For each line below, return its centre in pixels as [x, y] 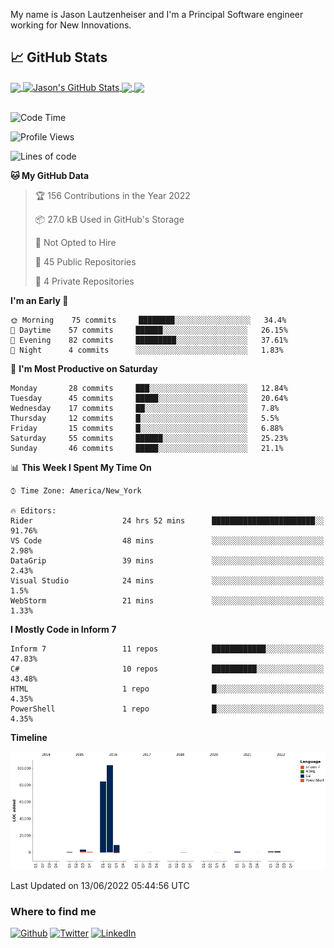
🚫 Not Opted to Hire [75, 243]
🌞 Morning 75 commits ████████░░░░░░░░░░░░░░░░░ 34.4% [148, 320]
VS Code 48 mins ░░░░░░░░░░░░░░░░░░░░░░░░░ [167, 541]
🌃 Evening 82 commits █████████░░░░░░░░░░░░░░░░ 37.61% [149, 340]
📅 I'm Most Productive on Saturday [84, 369]
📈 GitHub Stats [59, 57]
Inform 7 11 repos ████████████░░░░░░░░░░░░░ [167, 649]
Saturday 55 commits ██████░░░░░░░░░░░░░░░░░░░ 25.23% [149, 439]
